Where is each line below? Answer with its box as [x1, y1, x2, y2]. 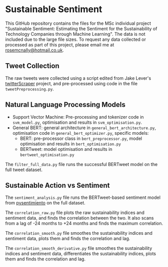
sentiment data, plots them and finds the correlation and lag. [5, 236, 131, 242]
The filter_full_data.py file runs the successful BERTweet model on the [5, 161, 158, 167]
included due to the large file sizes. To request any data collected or [5, 36, 146, 42]
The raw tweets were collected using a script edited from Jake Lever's [5, 75, 151, 81]
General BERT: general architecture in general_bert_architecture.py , [12, 125, 156, 131]
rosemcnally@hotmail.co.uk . [5, 47, 64, 53]
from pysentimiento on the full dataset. [5, 200, 86, 206]
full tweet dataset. [5, 167, 43, 173]
